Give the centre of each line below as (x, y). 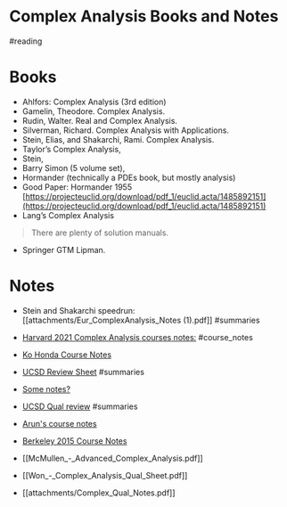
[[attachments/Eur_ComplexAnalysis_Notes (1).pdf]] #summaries (141, 320)
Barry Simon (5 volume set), (74, 168)
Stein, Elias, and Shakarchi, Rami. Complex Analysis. (118, 139)
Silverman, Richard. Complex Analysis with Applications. (126, 130)
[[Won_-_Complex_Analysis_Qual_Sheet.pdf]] (105, 475)
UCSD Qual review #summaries (80, 406)
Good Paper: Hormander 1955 (77, 187)
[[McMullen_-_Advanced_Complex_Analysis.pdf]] (112, 458)
